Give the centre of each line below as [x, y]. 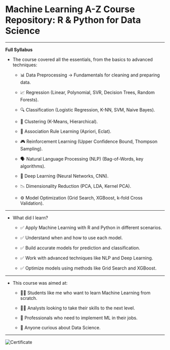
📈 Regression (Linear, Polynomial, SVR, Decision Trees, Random [88, 92]
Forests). [29, 99]
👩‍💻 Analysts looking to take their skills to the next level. [77, 308]
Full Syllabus [19, 50]
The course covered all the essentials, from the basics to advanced [83, 59]
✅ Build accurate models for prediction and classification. [80, 248]
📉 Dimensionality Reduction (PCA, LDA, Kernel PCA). [76, 186]
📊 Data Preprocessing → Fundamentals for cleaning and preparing [90, 75]
